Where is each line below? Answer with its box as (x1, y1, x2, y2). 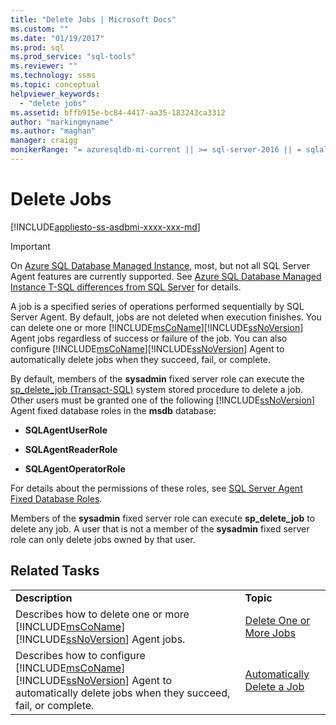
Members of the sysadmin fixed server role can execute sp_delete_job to (10, 512, 316, 524)
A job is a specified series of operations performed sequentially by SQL (10, 300, 305, 312)
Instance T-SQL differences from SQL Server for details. (10, 281, 242, 293)
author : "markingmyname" (10, 117, 114, 127)
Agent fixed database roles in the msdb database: (10, 404, 217, 416)
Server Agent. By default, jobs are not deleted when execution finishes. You (10, 311, 322, 323)
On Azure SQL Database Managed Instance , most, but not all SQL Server (10, 259, 310, 271)
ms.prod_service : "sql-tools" (10, 52, 137, 62)
